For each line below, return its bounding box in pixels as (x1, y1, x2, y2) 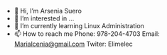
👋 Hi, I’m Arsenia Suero (14, 7, 82, 15)
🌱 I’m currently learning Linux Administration (14, 22, 144, 30)
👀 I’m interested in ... (14, 14, 75, 23)
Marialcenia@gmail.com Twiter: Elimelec (14, 39, 133, 48)
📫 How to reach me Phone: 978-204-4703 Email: (14, 30, 160, 38)
